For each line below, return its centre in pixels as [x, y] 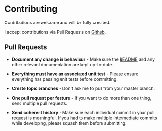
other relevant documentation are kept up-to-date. [62, 64]
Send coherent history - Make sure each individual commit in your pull [83, 112]
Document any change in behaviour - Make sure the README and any [83, 59]
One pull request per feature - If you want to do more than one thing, [81, 98]
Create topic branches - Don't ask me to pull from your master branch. [83, 88]
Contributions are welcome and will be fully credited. [58, 22]
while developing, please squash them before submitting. [69, 123]
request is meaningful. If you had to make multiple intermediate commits [84, 118]
